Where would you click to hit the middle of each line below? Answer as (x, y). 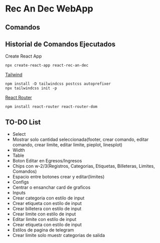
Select (19, 134)
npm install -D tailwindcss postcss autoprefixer (58, 84)
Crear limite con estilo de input (44, 214)
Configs (21, 182)
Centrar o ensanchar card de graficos (51, 187)
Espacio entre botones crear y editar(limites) (58, 177)
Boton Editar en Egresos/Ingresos (47, 161)
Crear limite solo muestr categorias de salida (59, 235)
